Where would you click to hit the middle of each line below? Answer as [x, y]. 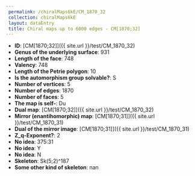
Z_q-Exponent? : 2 [37, 136]
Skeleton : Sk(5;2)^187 [42, 161]
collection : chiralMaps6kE [42, 17]
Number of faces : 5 [39, 97]
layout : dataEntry [31, 23]
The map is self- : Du [40, 104]
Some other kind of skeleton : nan [56, 168]
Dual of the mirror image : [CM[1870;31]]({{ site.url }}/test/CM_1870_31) [102, 129]
